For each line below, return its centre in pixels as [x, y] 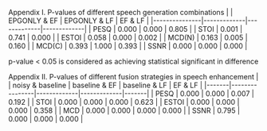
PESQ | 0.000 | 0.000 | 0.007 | [205, 94]
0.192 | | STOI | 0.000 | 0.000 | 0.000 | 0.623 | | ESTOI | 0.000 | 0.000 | [124, 102]
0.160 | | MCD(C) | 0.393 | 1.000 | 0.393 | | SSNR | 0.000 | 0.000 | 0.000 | [128, 46]
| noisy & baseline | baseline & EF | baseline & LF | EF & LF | [106, 85]
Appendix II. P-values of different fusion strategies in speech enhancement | [133, 77]
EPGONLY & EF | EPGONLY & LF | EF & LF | [79, 21]
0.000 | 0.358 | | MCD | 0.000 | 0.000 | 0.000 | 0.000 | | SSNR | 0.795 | [124, 110]
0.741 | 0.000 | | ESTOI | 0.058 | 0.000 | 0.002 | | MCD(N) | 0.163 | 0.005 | [128, 37]
